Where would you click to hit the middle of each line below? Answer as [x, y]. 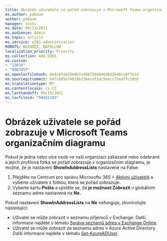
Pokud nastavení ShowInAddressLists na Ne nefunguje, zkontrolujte [76, 203]
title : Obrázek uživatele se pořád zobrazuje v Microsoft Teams [73, 10]
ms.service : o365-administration [40, 42]
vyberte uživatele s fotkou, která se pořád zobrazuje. [66, 182]
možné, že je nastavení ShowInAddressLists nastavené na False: [72, 167]
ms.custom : [16, 61]
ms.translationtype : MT [30, 83]
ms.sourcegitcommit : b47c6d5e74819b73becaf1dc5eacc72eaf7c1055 [72, 79]
